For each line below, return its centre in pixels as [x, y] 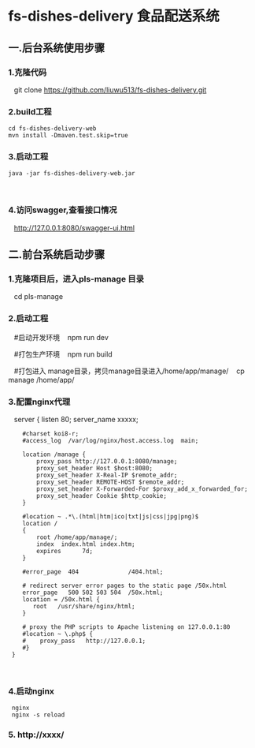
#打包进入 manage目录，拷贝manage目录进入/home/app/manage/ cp [129, 371]
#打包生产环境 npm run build [63, 354]
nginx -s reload [38, 715]
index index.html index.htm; [86, 544]
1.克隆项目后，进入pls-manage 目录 [76, 279]
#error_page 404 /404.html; [93, 572]
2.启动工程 [28, 319]
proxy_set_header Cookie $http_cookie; [102, 496]
